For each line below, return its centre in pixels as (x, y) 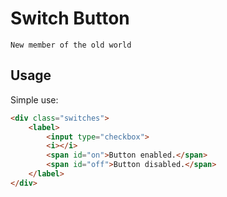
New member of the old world (71, 45)
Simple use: (34, 99)
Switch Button (70, 18)
